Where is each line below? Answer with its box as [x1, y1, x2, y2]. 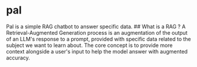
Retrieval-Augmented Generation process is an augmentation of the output [6, 29, 188, 36]
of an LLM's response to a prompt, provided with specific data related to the [6, 35, 192, 42]
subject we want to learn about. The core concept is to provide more [6, 42, 173, 49]
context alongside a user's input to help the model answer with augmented [6, 48, 188, 55]
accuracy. [6, 54, 31, 61]
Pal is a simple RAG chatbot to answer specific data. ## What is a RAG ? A [6, 23, 186, 30]
